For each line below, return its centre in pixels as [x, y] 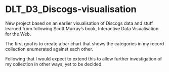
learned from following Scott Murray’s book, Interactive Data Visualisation [82, 28]
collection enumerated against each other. [49, 49]
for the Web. [18, 34]
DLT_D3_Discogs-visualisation [71, 9]
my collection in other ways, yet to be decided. [54, 64]
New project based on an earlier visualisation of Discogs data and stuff [79, 23]
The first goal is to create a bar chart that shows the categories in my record [85, 43]
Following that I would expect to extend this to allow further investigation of [83, 58]
